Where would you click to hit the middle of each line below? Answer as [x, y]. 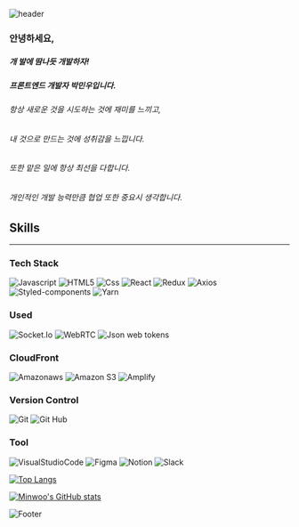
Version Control [44, 400]
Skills [24, 227]
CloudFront [34, 358]
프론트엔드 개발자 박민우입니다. [63, 85]
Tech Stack [34, 263]
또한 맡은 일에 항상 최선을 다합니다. [70, 168]
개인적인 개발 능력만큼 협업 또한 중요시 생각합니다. [96, 198]
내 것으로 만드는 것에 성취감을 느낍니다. [77, 139]
